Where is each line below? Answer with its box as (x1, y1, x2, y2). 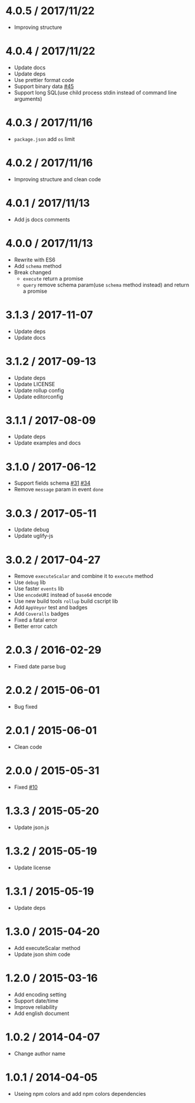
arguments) (14, 95, 42, 102)
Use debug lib (14, 579, 46, 586)
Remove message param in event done (14, 486, 104, 493)
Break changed (14, 269, 51, 276)
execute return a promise (22, 275, 84, 282)
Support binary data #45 (14, 83, 74, 90)
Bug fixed (14, 703, 38, 710)
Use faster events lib (14, 585, 64, 592)
